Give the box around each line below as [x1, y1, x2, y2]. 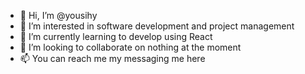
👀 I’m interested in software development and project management [19, 20, 295, 32]
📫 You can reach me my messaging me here [19, 53, 206, 64]
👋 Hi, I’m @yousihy [19, 10, 98, 21]
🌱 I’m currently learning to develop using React [19, 31, 213, 42]
